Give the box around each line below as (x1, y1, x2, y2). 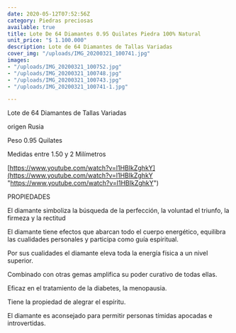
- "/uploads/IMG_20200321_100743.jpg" (7, 76, 122, 84)
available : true (7, 23, 55, 31)
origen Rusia (7, 122, 45, 131)
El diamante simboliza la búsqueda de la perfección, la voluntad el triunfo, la (7, 207, 230, 215)
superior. (7, 256, 34, 265)
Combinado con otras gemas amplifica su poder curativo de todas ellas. (7, 271, 218, 279)
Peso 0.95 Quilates (7, 136, 62, 145)
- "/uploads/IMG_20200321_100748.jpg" (7, 70, 122, 77)
